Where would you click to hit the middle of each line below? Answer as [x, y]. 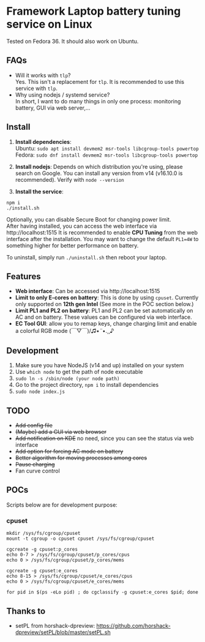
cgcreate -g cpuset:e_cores [42, 571]
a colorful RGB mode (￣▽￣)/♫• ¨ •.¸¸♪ [65, 331]
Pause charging [35, 464]
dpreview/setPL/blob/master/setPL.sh [63, 632]
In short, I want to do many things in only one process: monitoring [98, 101]
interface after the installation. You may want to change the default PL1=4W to [102, 239]
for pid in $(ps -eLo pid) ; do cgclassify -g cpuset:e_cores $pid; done [102, 592]
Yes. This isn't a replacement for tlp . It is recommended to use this [100, 81]
